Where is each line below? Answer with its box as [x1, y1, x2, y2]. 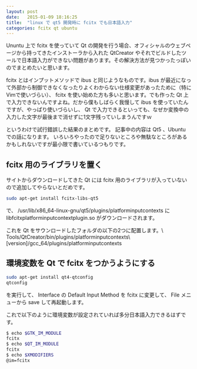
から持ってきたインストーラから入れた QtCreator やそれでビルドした [16, 50, 182, 57]
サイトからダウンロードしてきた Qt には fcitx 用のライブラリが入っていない [6, 176, 187, 183]
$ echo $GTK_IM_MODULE [6, 330, 62, 336]
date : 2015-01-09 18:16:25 [6, 14, 78, 20]
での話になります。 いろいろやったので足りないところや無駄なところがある [6, 133, 188, 140]
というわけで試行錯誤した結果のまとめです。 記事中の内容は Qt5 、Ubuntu [6, 126, 186, 133]
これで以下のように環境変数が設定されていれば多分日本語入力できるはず [6, 311, 181, 318]
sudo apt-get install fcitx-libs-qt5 [6, 196, 99, 202]
